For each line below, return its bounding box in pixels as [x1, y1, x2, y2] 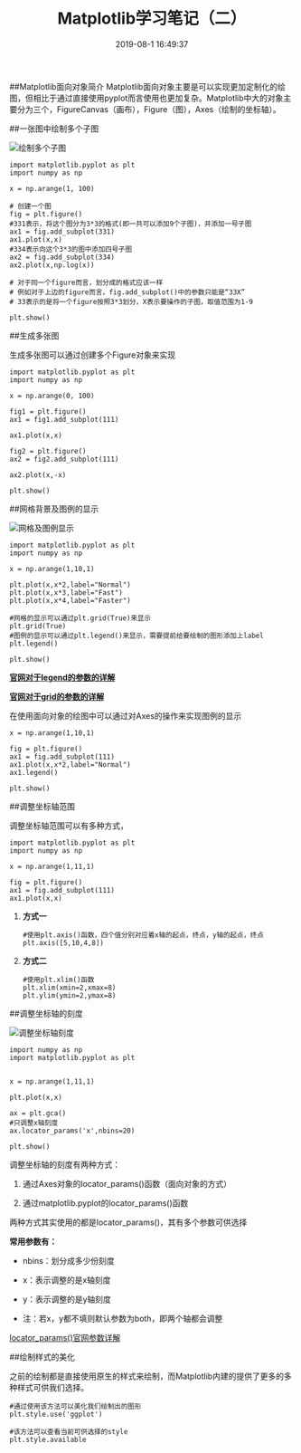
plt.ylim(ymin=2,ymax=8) [22, 990, 117, 1000]
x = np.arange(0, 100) [9, 391, 95, 400]
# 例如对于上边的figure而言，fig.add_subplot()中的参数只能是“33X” [9, 287, 246, 297]
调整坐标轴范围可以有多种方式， [9, 820, 128, 831]
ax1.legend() [9, 768, 59, 777]
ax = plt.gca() [9, 1108, 67, 1118]
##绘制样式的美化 [9, 1351, 75, 1362]
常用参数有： [9, 1236, 57, 1247]
